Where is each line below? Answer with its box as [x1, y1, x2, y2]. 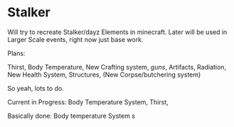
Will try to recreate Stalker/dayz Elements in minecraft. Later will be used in [7, 28, 228, 36]
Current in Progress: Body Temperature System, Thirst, [7, 97, 169, 106]
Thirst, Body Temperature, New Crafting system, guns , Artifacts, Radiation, [7, 62, 226, 71]
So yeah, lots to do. [7, 84, 64, 92]
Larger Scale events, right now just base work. [7, 35, 144, 43]
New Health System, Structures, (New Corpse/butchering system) [7, 70, 201, 79]
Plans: [7, 49, 26, 57]
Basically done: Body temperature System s [7, 111, 135, 120]
